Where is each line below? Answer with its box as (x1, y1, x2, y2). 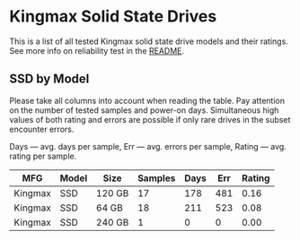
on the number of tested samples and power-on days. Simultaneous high (9, 105, 279, 116)
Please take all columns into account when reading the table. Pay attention (9, 95, 286, 106)
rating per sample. (9, 150, 77, 161)
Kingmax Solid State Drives (9, 6, 217, 27)
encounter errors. (9, 124, 75, 134)
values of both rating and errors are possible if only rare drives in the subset (9, 114, 291, 124)
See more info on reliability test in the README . (9, 45, 185, 56)
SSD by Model (9, 72, 90, 87)
